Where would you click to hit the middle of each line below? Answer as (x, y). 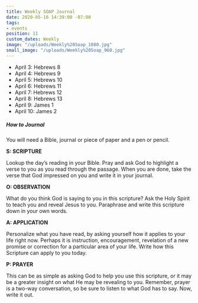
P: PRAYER (20, 264)
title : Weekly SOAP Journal (41, 12)
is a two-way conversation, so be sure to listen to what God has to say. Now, (99, 288)
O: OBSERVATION (28, 187)
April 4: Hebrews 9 (38, 73)
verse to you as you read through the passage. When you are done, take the (99, 169)
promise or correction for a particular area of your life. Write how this (90, 246)
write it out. (20, 295)
